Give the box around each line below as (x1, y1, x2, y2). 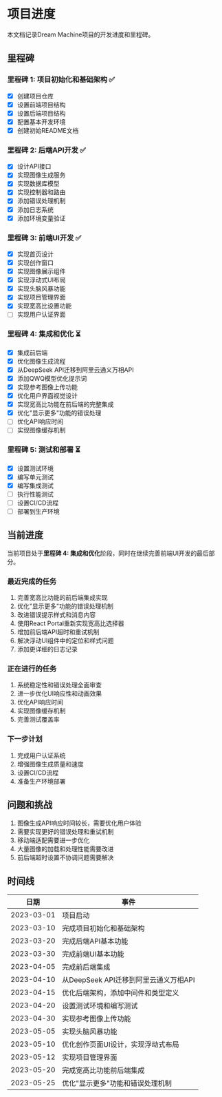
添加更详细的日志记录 (16, 645, 78, 654)
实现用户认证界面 (16, 311, 66, 319)
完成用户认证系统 (16, 751, 66, 760)
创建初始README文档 (16, 126, 79, 134)
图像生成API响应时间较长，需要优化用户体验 (16, 819, 142, 827)
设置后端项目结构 (16, 109, 66, 117)
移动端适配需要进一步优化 (16, 836, 90, 844)
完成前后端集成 (61, 962, 111, 972)
